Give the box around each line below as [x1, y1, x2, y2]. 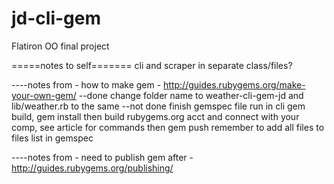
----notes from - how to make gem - [11, 78, 162, 91]
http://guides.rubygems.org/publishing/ [11, 162, 174, 174]
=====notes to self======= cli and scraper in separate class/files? [11, 59, 293, 71]
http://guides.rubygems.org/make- [163, 78, 306, 91]
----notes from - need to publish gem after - [11, 151, 194, 163]
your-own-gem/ [11, 89, 77, 101]
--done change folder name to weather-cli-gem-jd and [78, 89, 304, 101]
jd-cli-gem [11, 7, 102, 30]
